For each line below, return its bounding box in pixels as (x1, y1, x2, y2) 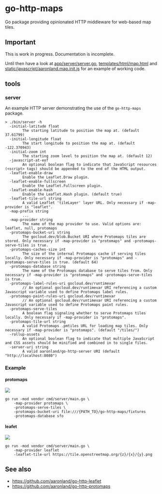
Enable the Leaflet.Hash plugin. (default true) (22, 192, 122, 197)
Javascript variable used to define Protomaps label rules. (5, 290, 129, 295)
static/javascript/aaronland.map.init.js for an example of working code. (5, 66, 146, 71)
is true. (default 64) (52, 260, 98, 265)
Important (5, 38, 36, 47)
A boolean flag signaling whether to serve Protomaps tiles (22, 311, 146, 316)
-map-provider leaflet (14, 447, 59, 453)
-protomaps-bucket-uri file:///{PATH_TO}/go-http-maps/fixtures (14, 409, 146, 414)
